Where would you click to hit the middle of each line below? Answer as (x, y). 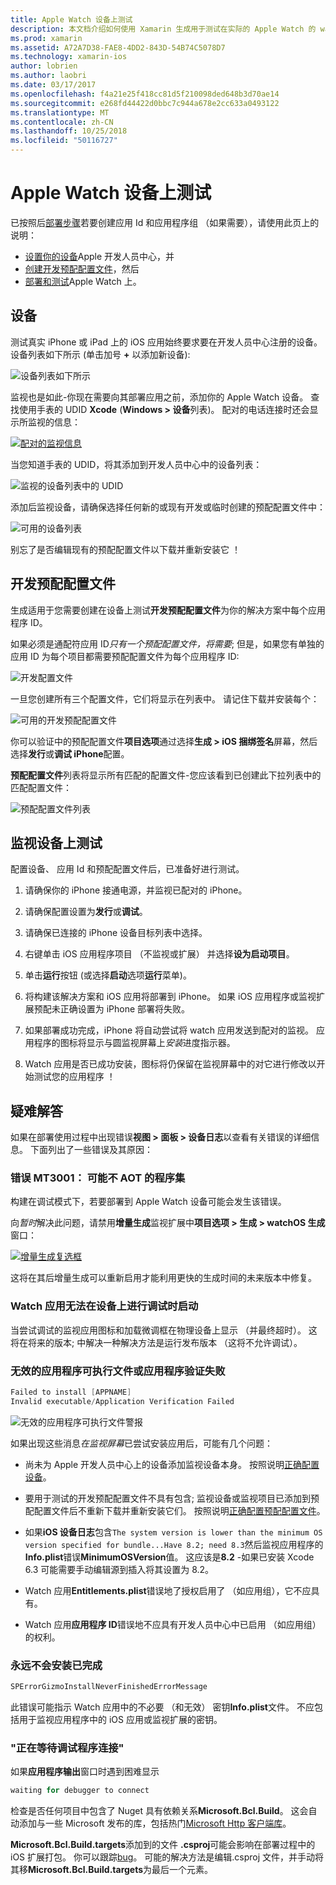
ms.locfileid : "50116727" (64, 141)
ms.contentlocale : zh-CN (62, 122)
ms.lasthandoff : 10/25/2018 (69, 131)
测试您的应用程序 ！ (74, 1077)
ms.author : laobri (48, 76)
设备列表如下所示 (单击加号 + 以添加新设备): (100, 354)
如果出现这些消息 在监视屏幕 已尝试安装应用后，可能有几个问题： (141, 1443)
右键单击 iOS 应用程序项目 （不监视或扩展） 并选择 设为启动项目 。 (159, 954)
